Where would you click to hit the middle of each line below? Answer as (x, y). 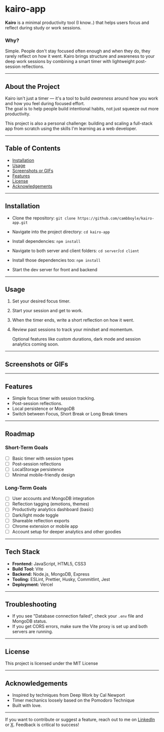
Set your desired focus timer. (41, 301)
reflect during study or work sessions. (43, 27)
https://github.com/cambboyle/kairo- (116, 218)
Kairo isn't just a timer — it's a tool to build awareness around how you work (82, 98)
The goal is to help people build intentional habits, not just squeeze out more (82, 109)
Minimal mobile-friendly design (43, 474)
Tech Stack (22, 552)
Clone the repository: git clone (44, 218)
